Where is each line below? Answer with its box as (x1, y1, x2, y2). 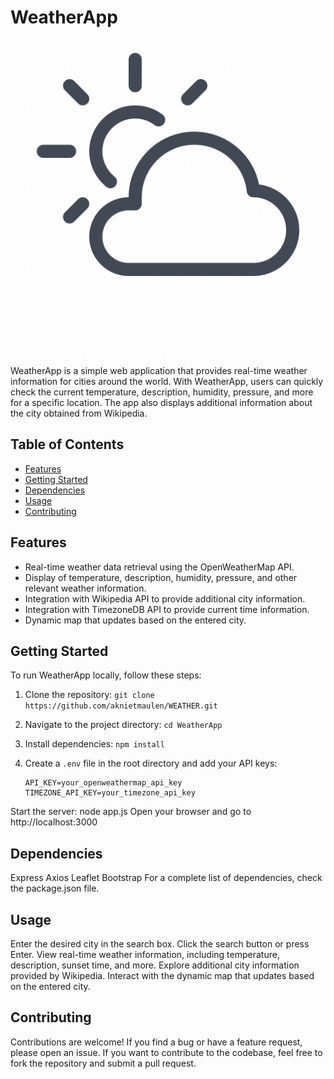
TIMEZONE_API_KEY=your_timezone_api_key (24, 788, 196, 798)
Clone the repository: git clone (24, 689, 155, 701)
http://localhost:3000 (10, 816, 98, 828)
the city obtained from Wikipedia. (10, 407, 148, 419)
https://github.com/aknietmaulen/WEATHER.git (24, 701, 218, 711)
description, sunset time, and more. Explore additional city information (10, 959, 300, 971)
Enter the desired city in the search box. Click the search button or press (10, 938, 310, 950)
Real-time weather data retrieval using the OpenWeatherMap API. (24, 561, 295, 573)
